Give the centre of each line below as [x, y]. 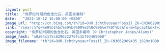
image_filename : [22, 41]
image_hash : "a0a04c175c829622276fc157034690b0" [56, 37]
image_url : [16, 23]
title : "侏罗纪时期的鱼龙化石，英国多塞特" [45, 14]
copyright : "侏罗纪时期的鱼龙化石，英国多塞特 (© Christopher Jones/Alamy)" [79, 32]
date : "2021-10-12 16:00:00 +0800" [44, 18]
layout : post [18, 9]
